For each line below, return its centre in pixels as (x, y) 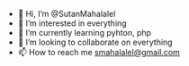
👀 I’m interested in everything (72, 23)
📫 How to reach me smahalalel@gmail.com (99, 52)
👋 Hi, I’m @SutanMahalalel (67, 14)
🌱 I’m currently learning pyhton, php (84, 33)
